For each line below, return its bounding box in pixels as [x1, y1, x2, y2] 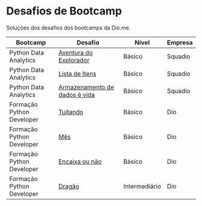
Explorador [58, 56, 90, 64]
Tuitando [58, 108, 84, 116]
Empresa [167, 38, 193, 46]
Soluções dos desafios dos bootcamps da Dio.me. [6, 24, 131, 31]
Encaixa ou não [58, 157, 102, 166]
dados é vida [58, 90, 95, 98]
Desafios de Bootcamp [6, 4, 122, 18]
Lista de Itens [58, 69, 97, 77]
